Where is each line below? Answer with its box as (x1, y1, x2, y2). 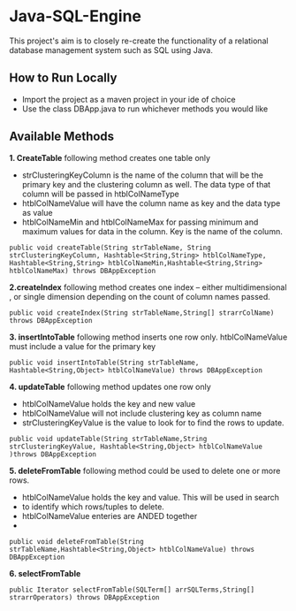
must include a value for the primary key (9, 340, 156, 351)
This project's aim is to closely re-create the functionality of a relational (9, 35, 269, 46)
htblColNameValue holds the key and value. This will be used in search (21, 492, 280, 502)
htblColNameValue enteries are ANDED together (21, 510, 198, 521)
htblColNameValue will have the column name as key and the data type (21, 197, 281, 209)
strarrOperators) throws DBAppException (9, 592, 161, 602)
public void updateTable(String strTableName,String (9, 434, 208, 443)
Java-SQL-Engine (9, 6, 141, 27)
